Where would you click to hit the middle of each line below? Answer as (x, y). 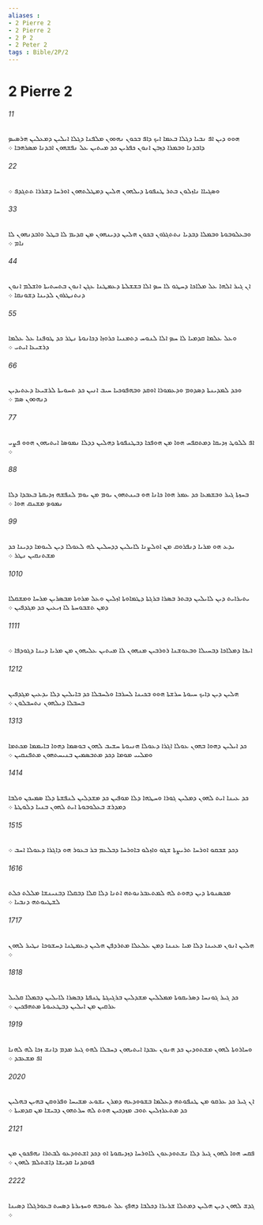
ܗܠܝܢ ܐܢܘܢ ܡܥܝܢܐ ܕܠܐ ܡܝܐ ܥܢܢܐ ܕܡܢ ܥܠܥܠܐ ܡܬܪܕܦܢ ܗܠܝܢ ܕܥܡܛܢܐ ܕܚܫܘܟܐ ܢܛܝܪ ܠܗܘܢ (131, 945)
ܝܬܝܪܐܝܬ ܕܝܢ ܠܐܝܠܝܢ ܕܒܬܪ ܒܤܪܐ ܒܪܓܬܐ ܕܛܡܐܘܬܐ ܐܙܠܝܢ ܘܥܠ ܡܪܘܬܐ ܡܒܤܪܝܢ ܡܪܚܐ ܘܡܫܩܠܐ (129, 598)
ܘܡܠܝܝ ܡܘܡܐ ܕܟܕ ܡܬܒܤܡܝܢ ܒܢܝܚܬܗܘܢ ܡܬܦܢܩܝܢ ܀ (81, 754)
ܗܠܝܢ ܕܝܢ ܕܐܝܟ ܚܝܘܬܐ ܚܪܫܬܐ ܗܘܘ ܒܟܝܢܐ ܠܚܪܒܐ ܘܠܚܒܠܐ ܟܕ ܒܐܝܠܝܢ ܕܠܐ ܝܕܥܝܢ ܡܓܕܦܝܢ (124, 693)
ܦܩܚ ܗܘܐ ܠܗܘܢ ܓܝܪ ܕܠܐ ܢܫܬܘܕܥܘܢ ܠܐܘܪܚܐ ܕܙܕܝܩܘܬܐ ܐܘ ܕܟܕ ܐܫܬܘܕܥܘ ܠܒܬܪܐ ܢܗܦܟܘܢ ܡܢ (131, 1153)
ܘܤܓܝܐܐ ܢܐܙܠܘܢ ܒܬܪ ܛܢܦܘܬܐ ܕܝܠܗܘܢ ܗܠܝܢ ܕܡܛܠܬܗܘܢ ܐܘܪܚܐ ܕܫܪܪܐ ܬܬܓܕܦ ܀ (114, 190)
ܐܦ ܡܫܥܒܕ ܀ (25, 1058)
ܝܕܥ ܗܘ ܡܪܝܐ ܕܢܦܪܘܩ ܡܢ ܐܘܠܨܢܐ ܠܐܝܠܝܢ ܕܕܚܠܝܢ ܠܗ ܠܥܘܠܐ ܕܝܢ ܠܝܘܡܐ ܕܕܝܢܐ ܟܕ (122, 546)
